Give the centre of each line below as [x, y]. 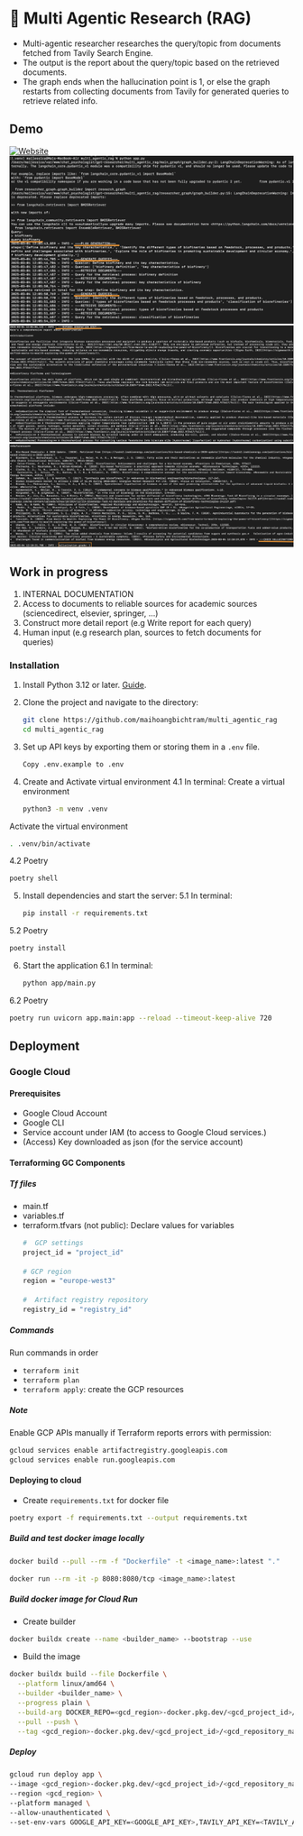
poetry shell [34, 878]
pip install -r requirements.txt [85, 913]
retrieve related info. [60, 101]
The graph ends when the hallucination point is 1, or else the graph [146, 81]
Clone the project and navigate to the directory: [110, 702]
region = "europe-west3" [69, 1281]
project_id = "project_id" [73, 1253]
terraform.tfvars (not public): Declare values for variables [128, 1225]
